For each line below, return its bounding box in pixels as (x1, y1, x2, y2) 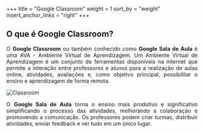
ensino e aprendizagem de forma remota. (6, 77, 110, 84)
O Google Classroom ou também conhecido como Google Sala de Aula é (6, 45, 198, 52)
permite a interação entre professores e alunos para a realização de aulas (6, 64, 198, 71)
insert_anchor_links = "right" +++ (6, 11, 90, 19)
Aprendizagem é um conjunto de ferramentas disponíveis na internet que (6, 57, 198, 65)
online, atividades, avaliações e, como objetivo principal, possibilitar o (6, 71, 198, 78)
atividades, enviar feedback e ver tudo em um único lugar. (6, 120, 152, 127)
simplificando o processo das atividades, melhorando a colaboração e (6, 107, 198, 114)
